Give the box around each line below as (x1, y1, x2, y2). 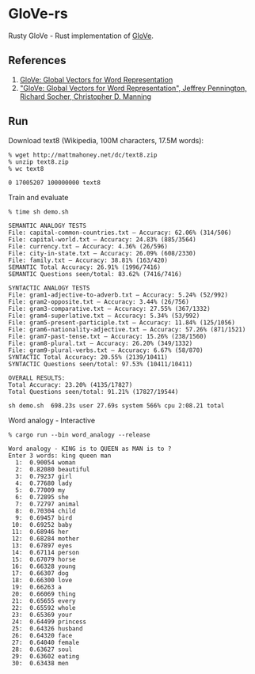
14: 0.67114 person (11, 548, 80, 556)
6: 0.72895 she (15, 493, 69, 501)
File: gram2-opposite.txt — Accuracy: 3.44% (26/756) (8, 297, 190, 305)
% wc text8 (8, 165, 44, 172)
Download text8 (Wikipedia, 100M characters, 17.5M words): (8, 135, 204, 145)
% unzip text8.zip (8, 157, 69, 166)
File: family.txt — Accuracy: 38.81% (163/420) (8, 256, 169, 264)
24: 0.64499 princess (11, 618, 87, 626)
